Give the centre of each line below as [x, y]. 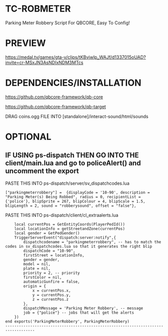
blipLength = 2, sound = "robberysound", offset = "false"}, [71, 206]
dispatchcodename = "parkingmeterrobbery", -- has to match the [92, 242]
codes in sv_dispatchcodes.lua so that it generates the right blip [79, 246]
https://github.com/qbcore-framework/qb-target [55, 106]
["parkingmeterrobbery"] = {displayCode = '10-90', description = [78, 192]
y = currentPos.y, [51, 295]
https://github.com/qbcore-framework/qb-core [54, 97]
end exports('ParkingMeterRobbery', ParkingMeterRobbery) [67, 321]
